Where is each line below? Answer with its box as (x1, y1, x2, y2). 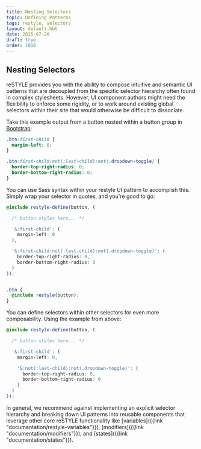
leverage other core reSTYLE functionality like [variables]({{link (6, 417, 163, 424)
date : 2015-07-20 (6, 31, 50, 37)
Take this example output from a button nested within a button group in (6, 118, 182, 126)
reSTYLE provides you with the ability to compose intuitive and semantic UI (6, 81, 193, 88)
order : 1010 (6, 43, 36, 49)
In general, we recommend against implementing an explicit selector (6, 404, 176, 411)
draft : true (6, 37, 36, 43)
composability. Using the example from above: (6, 315, 122, 323)
